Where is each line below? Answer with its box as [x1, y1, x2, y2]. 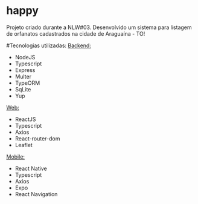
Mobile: [6, 153, 25, 160]
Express [14, 66, 36, 73]
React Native [14, 165, 47, 172]
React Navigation [14, 190, 58, 197]
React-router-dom [14, 134, 60, 142]
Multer [14, 73, 32, 80]
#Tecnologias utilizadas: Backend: [6, 42, 92, 49]
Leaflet [14, 141, 33, 148]
